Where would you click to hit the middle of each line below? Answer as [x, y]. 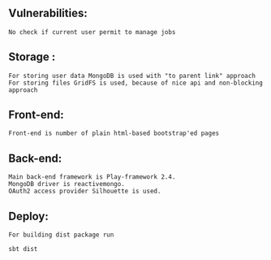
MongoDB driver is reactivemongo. [67, 184]
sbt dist [23, 249]
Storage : [32, 57]
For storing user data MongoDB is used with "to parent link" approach [132, 76]
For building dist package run [61, 235]
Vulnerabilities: [48, 13]
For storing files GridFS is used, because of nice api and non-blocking [136, 83]
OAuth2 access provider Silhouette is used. [85, 191]
